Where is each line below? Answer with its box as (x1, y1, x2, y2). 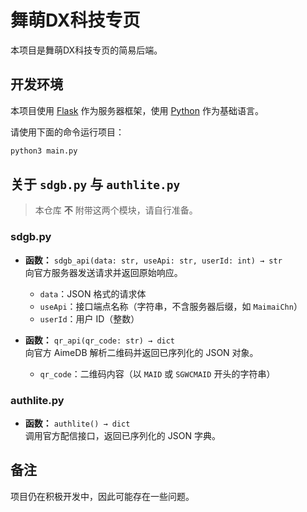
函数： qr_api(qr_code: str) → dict (24, 334, 176, 346)
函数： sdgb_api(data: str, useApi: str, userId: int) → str (24, 254, 283, 266)
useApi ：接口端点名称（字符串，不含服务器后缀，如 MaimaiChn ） (39, 300, 303, 312)
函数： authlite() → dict (24, 417, 131, 430)
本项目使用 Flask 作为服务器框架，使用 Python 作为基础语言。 (10, 104, 264, 116)
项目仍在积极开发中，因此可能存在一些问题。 (10, 490, 195, 502)
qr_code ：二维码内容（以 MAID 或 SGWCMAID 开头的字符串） (39, 367, 276, 380)
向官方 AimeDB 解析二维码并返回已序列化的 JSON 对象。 (24, 346, 259, 358)
